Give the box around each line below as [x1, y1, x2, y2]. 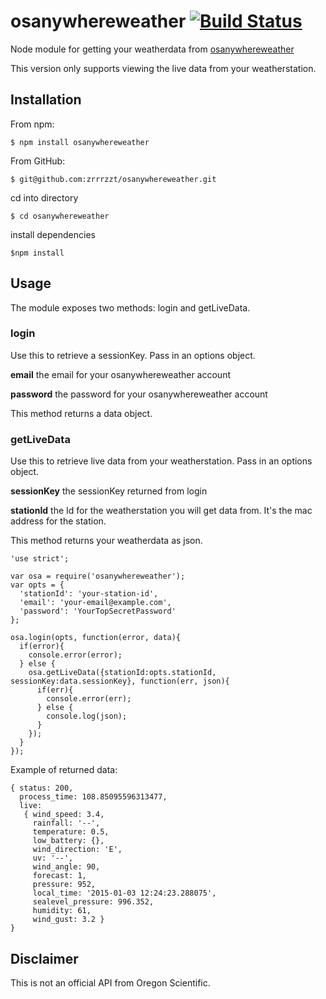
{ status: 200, [10, 783, 74, 794]
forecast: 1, [32, 871, 87, 881]
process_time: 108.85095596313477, [19, 792, 168, 802]
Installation [10, 91, 82, 109]
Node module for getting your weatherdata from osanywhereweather [10, 43, 295, 55]
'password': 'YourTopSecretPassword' [19, 606, 177, 617]
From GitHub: [10, 155, 66, 167]
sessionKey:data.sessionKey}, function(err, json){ [10, 676, 230, 687]
